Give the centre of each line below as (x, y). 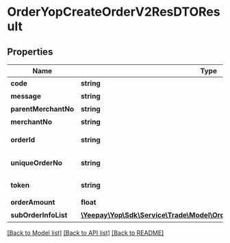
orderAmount (33, 202)
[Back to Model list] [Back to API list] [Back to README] (86, 233)
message (26, 96)
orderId (23, 140)
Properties (30, 52)
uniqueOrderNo (37, 163)
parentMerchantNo (42, 109)
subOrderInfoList (39, 215)
